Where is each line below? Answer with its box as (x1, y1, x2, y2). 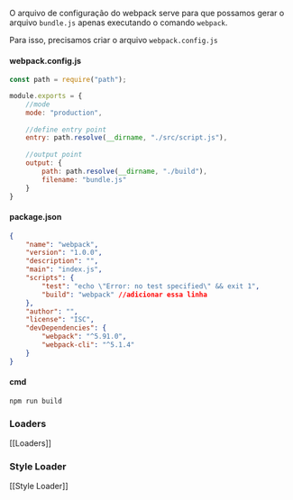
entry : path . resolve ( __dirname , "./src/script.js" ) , (25, 133, 228, 142)
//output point (25, 150, 83, 159)
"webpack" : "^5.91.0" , (41, 332, 127, 341)
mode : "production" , (25, 108, 103, 117)
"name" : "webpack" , (25, 240, 99, 249)
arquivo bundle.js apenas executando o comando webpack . (9, 17, 228, 28)
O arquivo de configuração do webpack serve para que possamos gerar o (9, 8, 285, 18)
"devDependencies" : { (25, 323, 106, 332)
